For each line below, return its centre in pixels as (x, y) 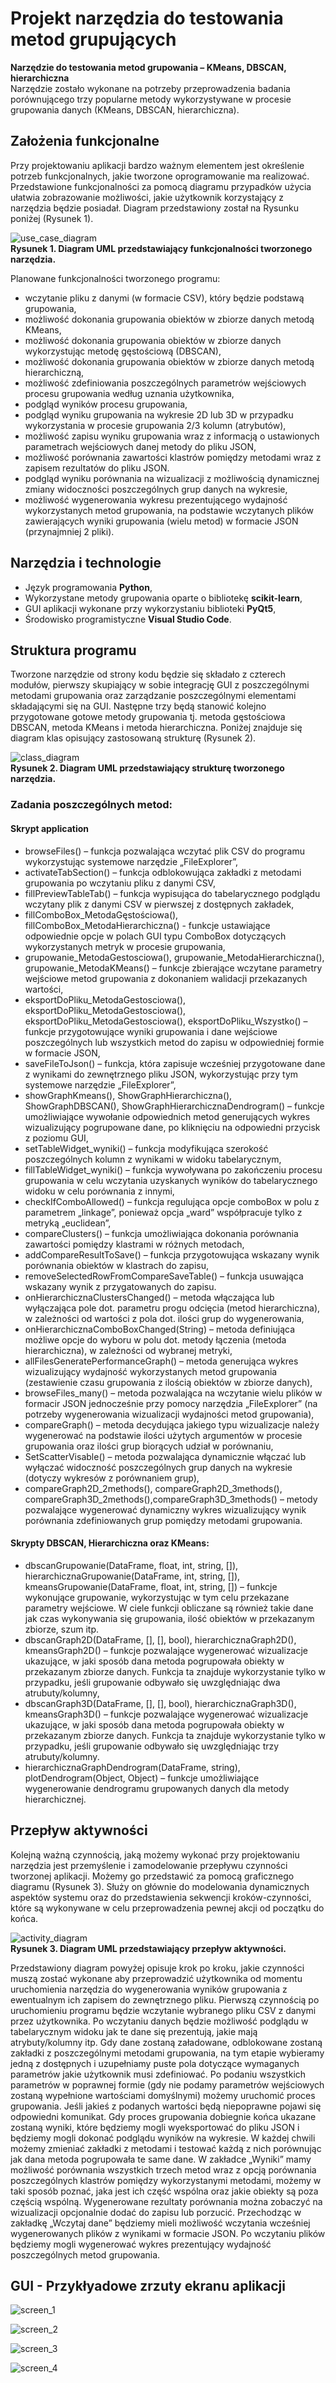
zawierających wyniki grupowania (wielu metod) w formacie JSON (161, 521)
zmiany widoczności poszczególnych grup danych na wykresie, (156, 489)
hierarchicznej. (55, 1799)
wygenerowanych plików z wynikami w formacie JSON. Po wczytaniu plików (168, 2233)
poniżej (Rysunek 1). (52, 218)
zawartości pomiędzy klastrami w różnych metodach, (134, 1244)
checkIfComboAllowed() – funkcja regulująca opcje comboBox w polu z (172, 1201)
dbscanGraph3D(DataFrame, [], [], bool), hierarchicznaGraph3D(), (160, 1703)
